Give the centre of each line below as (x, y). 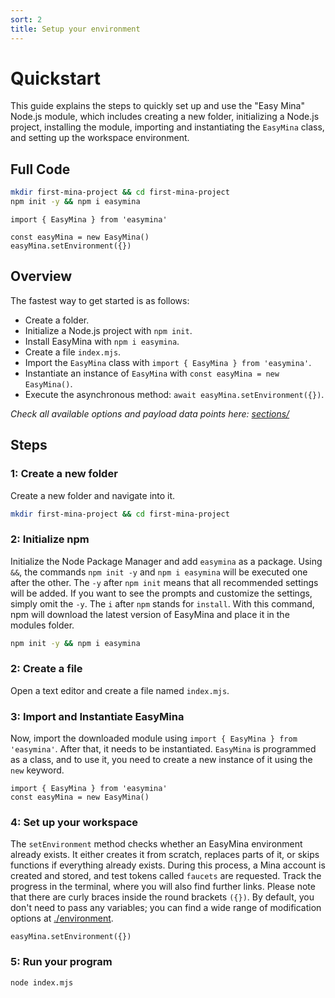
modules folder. (42, 625)
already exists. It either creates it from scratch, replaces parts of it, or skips (165, 855)
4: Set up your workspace (74, 823)
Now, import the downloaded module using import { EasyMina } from (154, 738)
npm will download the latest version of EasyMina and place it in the (150, 614)
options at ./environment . (62, 918)
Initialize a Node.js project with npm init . (108, 330)
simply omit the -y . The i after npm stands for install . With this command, (162, 603)
